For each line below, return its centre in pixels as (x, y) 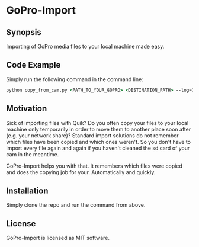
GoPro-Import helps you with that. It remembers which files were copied (94, 166)
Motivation (27, 109)
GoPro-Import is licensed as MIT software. (58, 238)
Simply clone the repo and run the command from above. (76, 205)
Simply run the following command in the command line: (75, 79)
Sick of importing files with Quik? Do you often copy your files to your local (97, 123)
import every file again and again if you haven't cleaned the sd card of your (98, 148)
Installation (27, 190)
